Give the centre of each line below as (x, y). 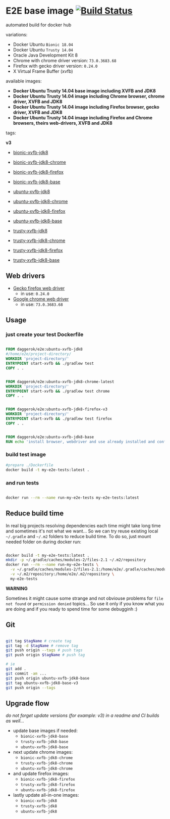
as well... (15, 721)
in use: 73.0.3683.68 (42, 304)
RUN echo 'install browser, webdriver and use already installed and (80, 442)
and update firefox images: (41, 774)
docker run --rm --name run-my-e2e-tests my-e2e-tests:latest (72, 498)
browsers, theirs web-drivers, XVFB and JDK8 (63, 123)
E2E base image (40, 11)
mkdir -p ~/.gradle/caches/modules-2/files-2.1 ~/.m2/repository (76, 560)
